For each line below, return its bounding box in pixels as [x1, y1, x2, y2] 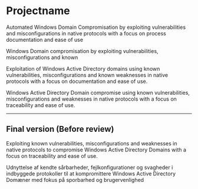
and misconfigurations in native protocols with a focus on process [6, 29, 166, 37]
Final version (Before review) [6, 124, 114, 134]
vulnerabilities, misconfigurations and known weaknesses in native [6, 71, 169, 78]
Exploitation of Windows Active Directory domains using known [6, 65, 160, 72]
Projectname [6, 4, 70, 18]
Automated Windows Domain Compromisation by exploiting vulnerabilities [6, 24, 186, 31]
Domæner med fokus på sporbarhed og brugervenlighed [6, 176, 144, 183]
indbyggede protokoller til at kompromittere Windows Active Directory [6, 170, 176, 177]
